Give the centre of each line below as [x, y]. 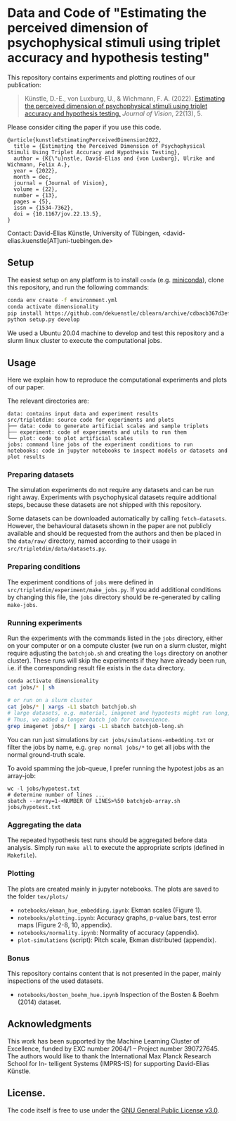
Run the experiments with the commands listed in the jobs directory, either [115, 638]
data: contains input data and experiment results [83, 414]
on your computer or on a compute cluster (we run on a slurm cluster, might [117, 645]
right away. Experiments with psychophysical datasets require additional [112, 497]
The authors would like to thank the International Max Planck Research [109, 1056]
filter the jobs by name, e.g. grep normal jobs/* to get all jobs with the [109, 747]
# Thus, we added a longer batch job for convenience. [89, 720]
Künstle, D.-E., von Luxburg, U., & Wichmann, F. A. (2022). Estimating [125, 98]
